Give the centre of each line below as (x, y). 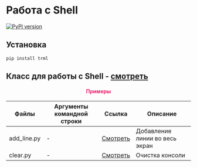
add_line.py (25, 138)
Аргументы (71, 107)
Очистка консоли (161, 155)
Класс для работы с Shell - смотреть (77, 76)
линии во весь (156, 138)
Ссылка (116, 114)
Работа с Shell (42, 10)
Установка (26, 45)
